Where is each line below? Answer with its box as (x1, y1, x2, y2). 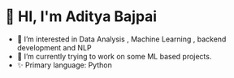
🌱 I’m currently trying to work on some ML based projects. (16, 51, 212, 61)
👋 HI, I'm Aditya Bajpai (5, 7, 158, 26)
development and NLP (16, 42, 92, 52)
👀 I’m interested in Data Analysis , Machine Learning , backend (16, 34, 227, 44)
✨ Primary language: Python (16, 60, 112, 70)
